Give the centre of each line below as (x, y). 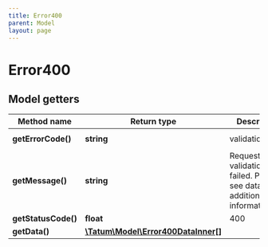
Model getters (44, 99)
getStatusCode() (45, 218)
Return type (154, 122)
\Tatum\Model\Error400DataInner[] (153, 232)
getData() (31, 232)
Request (245, 156)
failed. (241, 176)
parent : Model (32, 23)
